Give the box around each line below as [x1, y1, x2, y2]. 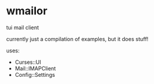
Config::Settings [14, 71, 55, 78]
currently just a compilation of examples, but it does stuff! [6, 35, 149, 42]
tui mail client [6, 24, 39, 31]
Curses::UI [14, 58, 41, 66]
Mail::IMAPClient [14, 64, 56, 72]
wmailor [6, 4, 48, 18]
